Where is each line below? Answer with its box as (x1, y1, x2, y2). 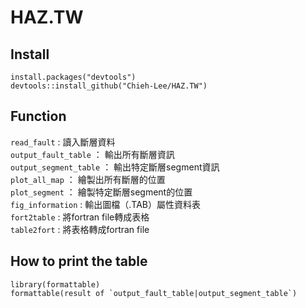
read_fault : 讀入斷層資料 (10, 136, 116, 148)
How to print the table (10, 253, 148, 270)
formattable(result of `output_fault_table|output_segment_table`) (10, 288, 298, 298)
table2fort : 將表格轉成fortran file (10, 223, 150, 235)
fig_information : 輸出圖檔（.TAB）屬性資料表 (10, 198, 201, 210)
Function (10, 108, 67, 125)
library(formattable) (10, 279, 101, 290)
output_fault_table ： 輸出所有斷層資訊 (10, 148, 175, 160)
